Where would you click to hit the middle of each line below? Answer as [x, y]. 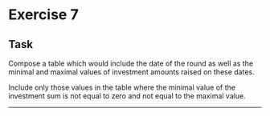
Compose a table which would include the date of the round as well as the [131, 63]
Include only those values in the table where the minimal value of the [122, 87]
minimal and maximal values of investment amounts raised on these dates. [131, 72]
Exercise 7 [43, 15]
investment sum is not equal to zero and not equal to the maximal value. [127, 96]
